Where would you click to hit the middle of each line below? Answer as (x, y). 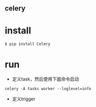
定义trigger (24, 99)
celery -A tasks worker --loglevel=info (48, 89)
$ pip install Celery (28, 44)
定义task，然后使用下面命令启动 (45, 79)
